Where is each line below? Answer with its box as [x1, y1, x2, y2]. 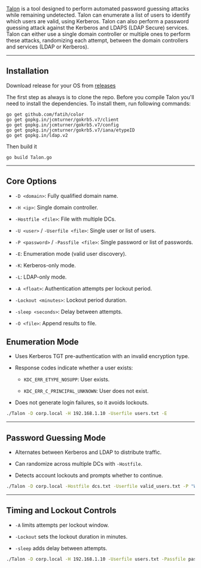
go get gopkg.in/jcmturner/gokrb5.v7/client [6, 117, 119, 123]
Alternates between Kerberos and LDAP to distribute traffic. [14, 448, 162, 456]
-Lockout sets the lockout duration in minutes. [14, 533, 128, 540]
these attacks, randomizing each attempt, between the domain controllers [6, 37, 188, 44]
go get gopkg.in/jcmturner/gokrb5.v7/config [6, 122, 119, 128]
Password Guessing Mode [6, 433, 106, 443]
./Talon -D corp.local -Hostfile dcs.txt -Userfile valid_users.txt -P [6, 484, 188, 490]
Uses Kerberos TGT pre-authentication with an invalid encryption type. [14, 353, 190, 360]
